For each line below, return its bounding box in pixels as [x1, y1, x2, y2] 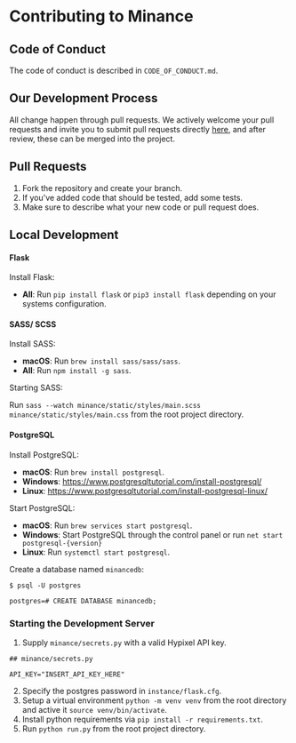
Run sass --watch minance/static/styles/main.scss [9, 400, 202, 411]
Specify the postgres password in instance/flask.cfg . [21, 685, 222, 696]
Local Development [9, 228, 119, 243]
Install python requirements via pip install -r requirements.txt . [21, 714, 264, 724]
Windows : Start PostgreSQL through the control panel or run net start [21, 529, 284, 539]
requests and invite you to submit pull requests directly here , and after [9, 124, 267, 134]
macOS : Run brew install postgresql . [21, 467, 165, 477]
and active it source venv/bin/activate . [21, 704, 167, 715]
